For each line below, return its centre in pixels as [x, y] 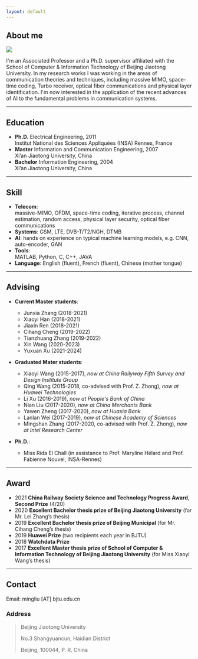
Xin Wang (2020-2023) [52, 344]
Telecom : [26, 207]
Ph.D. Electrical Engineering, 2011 [55, 137]
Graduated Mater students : [49, 362]
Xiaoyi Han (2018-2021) [52, 319]
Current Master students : [46, 301]
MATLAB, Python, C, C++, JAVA [53, 257]
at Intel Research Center [53, 430]
